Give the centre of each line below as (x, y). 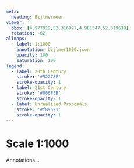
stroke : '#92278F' (39, 77)
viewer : (15, 22)
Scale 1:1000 (38, 144)
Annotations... (23, 160)
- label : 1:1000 (31, 44)
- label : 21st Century (39, 88)
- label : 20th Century (39, 71)
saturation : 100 (36, 60)
